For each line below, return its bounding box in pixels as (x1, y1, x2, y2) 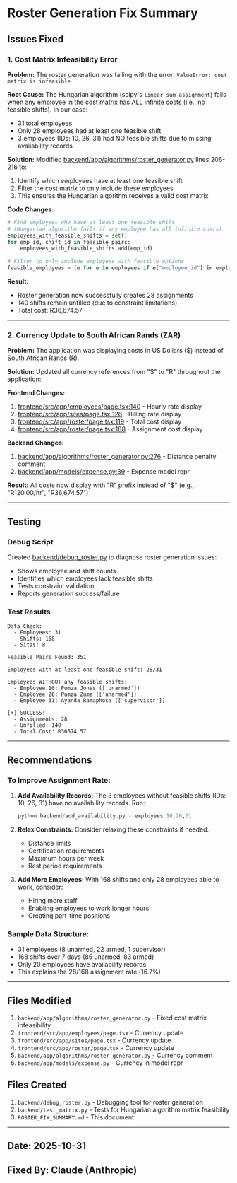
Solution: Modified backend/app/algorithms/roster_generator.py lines (7, 155, 209, 163)
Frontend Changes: (7, 389, 66, 397)
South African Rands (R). (7, 354, 80, 362)
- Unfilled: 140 (13, 722, 61, 729)
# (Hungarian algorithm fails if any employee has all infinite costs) (7, 225, 222, 233)
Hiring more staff (28, 896, 78, 904)
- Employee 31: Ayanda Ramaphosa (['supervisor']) (13, 697, 166, 704)
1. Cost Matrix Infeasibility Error (7, 54, 118, 64)
